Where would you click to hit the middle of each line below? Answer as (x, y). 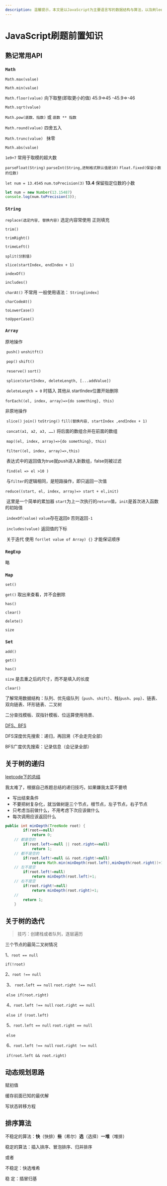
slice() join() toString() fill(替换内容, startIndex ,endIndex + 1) (77, 421)
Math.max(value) (22, 79)
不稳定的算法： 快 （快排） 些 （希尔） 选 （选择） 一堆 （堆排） (66, 1136)
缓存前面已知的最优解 (27, 1096)
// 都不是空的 (27, 853)
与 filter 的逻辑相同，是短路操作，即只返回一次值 (56, 481)
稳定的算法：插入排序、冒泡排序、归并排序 (49, 1147)
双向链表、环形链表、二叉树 (34, 704)
